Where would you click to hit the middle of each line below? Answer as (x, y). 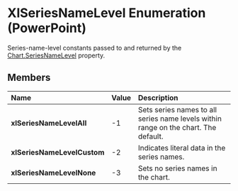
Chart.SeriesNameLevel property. (56, 55)
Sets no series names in (177, 168)
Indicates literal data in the (182, 148)
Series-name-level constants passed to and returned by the (95, 48)
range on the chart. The (177, 127)
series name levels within (180, 119)
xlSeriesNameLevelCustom (58, 152)
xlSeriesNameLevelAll (49, 123)
